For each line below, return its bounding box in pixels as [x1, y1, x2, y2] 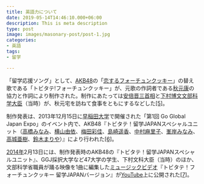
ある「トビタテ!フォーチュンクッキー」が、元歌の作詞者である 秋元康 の [16, 84, 195, 92]
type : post [6, 26, 34, 32]
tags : [6, 49, 20, 55]
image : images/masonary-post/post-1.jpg [6, 32, 111, 38]
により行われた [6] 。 [67, 135, 118, 143]
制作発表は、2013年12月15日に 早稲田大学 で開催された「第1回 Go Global [6, 112, 186, 120]
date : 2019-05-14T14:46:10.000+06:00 [6, 15, 102, 21]
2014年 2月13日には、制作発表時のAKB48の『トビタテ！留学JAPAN [6, 148, 175, 155]
